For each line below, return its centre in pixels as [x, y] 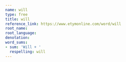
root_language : [21, 33]
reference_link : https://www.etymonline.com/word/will [63, 24]
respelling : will [28, 51]
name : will [16, 10]
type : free [16, 14]
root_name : [16, 28]
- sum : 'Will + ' [23, 47]
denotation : [17, 38]
